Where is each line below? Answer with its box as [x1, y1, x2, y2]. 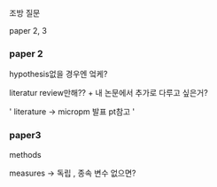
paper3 [9, 129, 42, 142]
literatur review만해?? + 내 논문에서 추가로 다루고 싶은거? [9, 88, 208, 98]
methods [9, 149, 42, 160]
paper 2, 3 [9, 26, 47, 35]
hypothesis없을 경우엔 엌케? [9, 69, 108, 80]
